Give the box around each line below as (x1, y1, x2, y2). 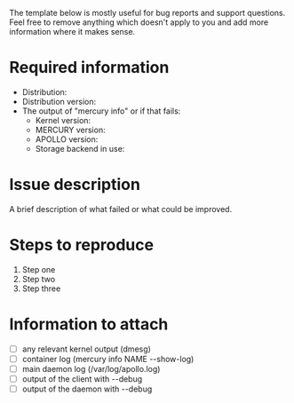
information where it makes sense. (9, 27, 136, 36)
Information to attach (9, 314, 169, 334)
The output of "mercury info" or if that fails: (21, 106, 181, 116)
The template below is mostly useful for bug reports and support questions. (9, 8, 286, 18)
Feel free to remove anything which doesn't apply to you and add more (9, 17, 269, 28)
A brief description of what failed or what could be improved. (9, 203, 233, 214)
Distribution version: (21, 96, 96, 107)
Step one (21, 264, 56, 274)
